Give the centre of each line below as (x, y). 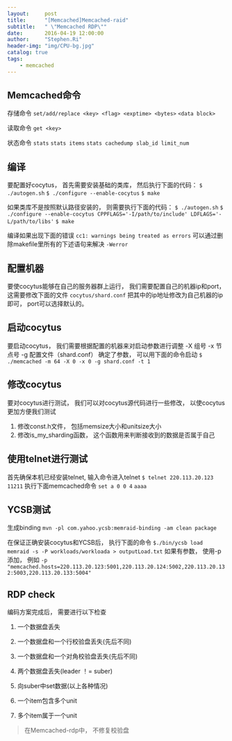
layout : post (32, 14)
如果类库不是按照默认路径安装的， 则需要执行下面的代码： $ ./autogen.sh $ (115, 207)
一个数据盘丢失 (39, 627)
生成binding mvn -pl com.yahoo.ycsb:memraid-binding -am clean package (112, 528)
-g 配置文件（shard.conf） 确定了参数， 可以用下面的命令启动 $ (111, 354)
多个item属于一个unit (47, 716)
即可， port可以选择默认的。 (48, 304)
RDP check (31, 595)
